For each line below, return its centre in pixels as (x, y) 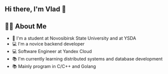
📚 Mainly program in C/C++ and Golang (54, 66)
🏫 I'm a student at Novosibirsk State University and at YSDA (74, 38)
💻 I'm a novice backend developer (48, 44)
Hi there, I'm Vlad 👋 (36, 9)
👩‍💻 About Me (26, 26)
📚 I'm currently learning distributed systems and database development (87, 59)
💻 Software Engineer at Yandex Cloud (52, 51)
